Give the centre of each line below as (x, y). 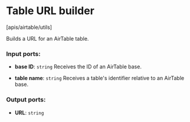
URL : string (29, 113)
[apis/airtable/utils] (29, 27)
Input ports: (23, 54)
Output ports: (26, 100)
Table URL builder (50, 11)
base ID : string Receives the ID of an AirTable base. (78, 67)
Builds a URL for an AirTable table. (47, 38)
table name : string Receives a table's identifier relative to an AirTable (99, 78)
